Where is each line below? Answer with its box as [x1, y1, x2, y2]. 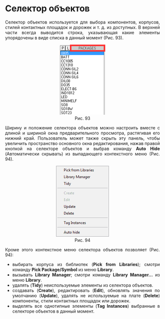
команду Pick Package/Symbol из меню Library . [12, 267, 114, 272]
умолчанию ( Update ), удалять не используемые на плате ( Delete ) [12, 293, 161, 298]
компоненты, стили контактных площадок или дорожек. [12, 297, 131, 304]
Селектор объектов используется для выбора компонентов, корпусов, [5, 19, 160, 25]
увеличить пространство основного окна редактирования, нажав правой [5, 140, 160, 146]
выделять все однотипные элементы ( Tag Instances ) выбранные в [12, 303, 161, 309]
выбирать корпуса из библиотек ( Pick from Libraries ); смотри [12, 261, 160, 267]
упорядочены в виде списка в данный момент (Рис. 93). [5, 35, 124, 41]
